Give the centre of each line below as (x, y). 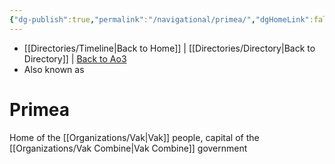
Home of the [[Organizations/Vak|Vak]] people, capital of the (134, 137)
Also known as (54, 69)
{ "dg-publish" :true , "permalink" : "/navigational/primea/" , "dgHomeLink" (159, 19)
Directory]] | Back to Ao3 (75, 58)
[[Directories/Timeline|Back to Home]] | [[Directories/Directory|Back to (169, 48)
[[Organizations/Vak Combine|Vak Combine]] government (128, 148)
